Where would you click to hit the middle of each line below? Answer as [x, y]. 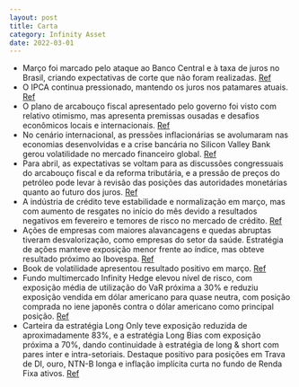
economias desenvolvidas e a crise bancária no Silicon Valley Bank [146, 145]
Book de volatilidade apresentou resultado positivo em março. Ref [144, 268]
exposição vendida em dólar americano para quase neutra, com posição [156, 297]
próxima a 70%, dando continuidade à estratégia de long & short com [151, 345]
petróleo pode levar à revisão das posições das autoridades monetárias [154, 183]
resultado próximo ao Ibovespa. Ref [88, 259]
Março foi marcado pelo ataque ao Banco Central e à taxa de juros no [151, 68]
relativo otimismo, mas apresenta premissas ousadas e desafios [141, 116]
